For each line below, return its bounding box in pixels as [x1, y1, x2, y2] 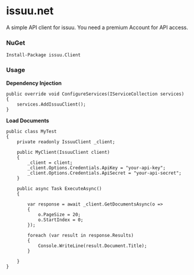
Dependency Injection [6, 79, 62, 87]
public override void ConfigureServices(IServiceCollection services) [6, 91, 185, 97]
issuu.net [6, 4, 54, 18]
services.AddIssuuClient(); [17, 101, 86, 108]
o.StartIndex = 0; [37, 217, 84, 223]
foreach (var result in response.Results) [27, 232, 134, 238]
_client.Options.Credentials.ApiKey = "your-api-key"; [27, 165, 166, 170]
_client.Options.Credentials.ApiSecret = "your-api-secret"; [27, 170, 182, 176]
